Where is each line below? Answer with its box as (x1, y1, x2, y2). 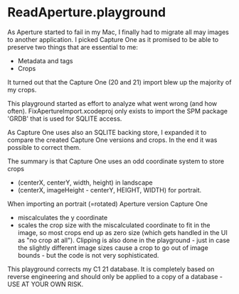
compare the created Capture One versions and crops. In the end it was (7, 136, 218, 144)
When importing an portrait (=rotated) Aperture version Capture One (7, 200, 208, 208)
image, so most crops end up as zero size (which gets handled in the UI (17, 228, 228, 236)
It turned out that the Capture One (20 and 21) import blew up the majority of (7, 77, 232, 86)
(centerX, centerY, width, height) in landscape (17, 178, 153, 187)
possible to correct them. (7, 143, 81, 151)
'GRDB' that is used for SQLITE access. (7, 114, 122, 123)
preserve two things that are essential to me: (7, 43, 139, 51)
